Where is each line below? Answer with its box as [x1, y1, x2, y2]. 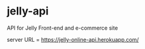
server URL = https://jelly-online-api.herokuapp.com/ [7, 36, 139, 43]
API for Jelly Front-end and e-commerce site [7, 24, 118, 31]
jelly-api [7, 4, 49, 18]
